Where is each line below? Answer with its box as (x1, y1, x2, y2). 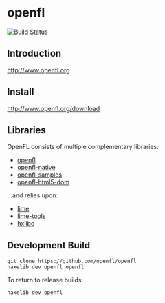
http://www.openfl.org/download (7, 104, 100, 113)
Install (7, 86, 34, 98)
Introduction (7, 48, 62, 59)
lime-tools (16, 212, 46, 220)
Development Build (7, 240, 91, 251)
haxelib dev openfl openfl (7, 264, 85, 271)
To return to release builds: (7, 276, 84, 284)
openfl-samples (16, 170, 63, 179)
